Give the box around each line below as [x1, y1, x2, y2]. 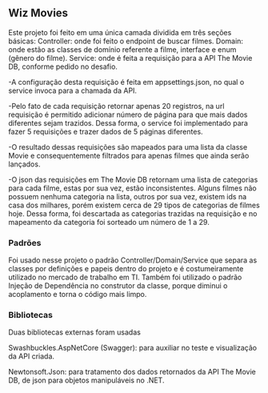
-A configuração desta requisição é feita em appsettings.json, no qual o [8, 77, 245, 86]
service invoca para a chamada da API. [8, 86, 138, 95]
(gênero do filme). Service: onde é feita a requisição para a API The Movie [8, 53, 253, 62]
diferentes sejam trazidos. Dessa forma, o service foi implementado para [8, 118, 248, 127]
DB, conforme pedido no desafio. [8, 62, 118, 71]
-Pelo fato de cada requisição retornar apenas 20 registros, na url [8, 101, 225, 110]
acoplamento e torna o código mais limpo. [8, 290, 147, 299]
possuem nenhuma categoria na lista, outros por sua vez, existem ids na [8, 191, 247, 201]
